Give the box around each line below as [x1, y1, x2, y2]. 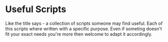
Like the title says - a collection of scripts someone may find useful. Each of [5, 20, 163, 26]
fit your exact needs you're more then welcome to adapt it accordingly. [5, 31, 152, 37]
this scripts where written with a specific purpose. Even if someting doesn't [5, 25, 162, 31]
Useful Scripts [5, 4, 67, 15]
